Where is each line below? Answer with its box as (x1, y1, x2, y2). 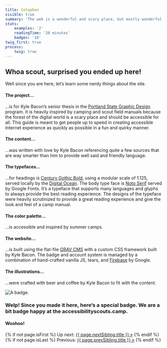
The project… (5, 92, 34, 98)
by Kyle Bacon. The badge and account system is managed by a (5, 252, 137, 258)
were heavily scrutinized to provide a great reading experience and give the (5, 196, 161, 202)
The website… (5, 235, 36, 241)
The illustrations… (5, 268, 44, 275)
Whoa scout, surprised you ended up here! (5, 67, 141, 76)
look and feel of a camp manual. (5, 201, 71, 207)
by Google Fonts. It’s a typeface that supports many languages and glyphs (5, 185, 158, 191)
